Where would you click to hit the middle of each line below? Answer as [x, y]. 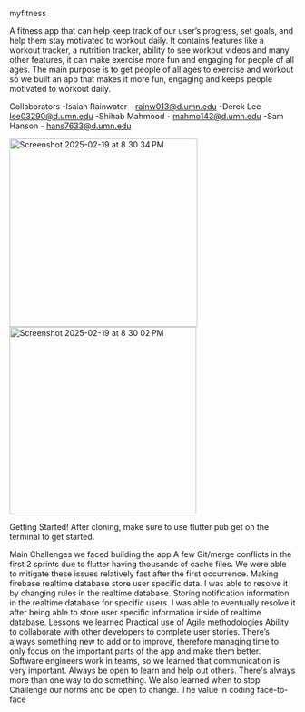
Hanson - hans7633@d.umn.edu [70, 126]
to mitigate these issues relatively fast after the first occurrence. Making [144, 574]
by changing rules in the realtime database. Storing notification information [149, 593]
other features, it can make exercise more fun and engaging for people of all [152, 60]
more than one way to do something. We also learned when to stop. [136, 680]
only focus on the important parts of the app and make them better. [135, 651]
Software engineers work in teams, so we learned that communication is [144, 661]
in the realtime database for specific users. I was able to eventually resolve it [152, 603]
